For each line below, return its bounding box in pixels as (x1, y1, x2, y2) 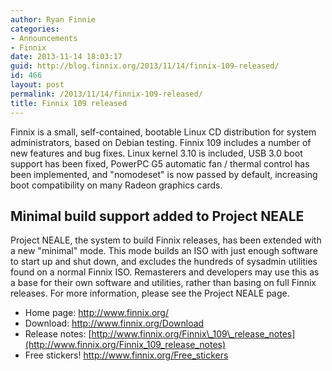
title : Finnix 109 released (10, 98, 128, 108)
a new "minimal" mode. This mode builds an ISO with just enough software (10, 245, 318, 257)
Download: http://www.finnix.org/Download (24, 317, 205, 330)
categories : (10, 24, 60, 34)
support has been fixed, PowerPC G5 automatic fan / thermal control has (10, 157, 310, 170)
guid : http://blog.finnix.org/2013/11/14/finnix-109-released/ (10, 61, 280, 71)
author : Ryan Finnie (10, 14, 97, 25)
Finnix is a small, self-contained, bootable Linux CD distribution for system (10, 126, 317, 138)
